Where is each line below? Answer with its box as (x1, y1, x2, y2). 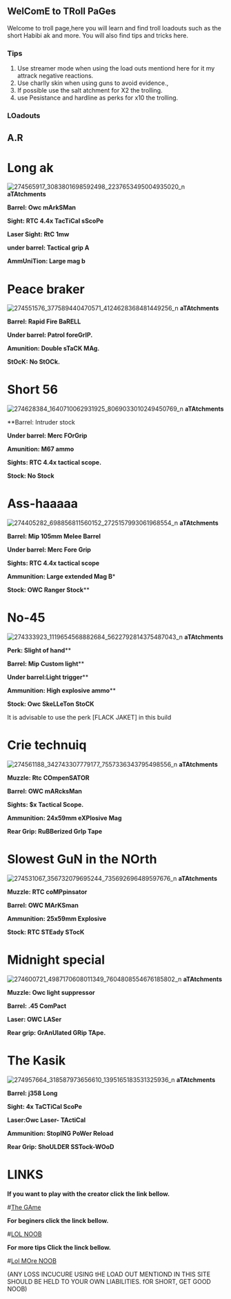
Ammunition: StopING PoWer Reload (7, 1129, 114, 1137)
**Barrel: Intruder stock (7, 418, 76, 427)
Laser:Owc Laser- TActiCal (7, 1116, 86, 1124)
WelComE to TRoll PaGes (7, 6, 116, 17)
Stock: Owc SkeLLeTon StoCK (7, 700, 94, 708)
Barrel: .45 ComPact (7, 1002, 67, 1010)
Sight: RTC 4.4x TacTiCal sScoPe (7, 217, 104, 225)
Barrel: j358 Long (7, 1089, 58, 1097)
